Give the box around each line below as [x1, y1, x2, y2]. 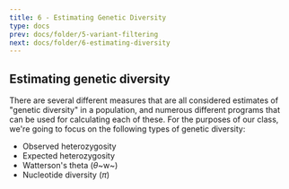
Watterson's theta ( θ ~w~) [22, 160, 118, 171]
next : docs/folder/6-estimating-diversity [9, 38, 171, 47]
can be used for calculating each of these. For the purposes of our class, [9, 114, 279, 125]
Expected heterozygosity [22, 150, 115, 161]
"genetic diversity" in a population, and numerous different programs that [9, 105, 281, 116]
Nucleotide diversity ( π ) [22, 169, 110, 180]
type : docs [9, 21, 50, 30]
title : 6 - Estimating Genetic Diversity [9, 13, 167, 22]
